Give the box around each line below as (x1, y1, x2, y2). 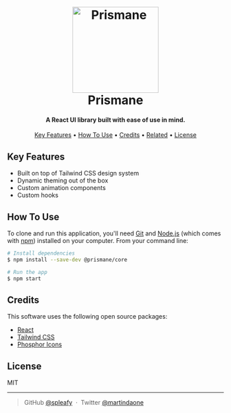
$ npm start (7, 275, 41, 282)
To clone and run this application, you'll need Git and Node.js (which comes (7, 229, 221, 237)
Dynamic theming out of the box (16, 176, 109, 184)
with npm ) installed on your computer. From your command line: (7, 237, 189, 245)
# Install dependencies (7, 250, 76, 257)
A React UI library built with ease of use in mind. (45, 116, 186, 124)
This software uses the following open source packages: (7, 313, 168, 321)
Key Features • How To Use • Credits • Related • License (34, 131, 197, 139)
